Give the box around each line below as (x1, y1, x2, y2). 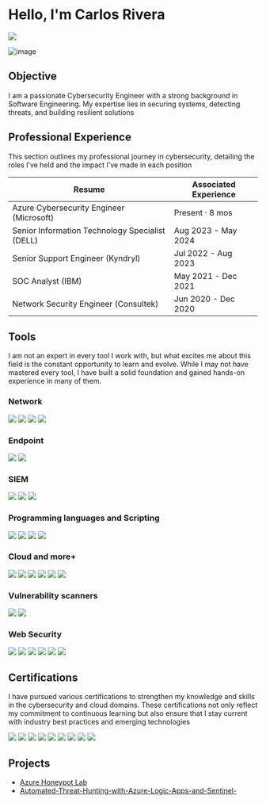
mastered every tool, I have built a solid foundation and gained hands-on (8, 368, 245, 377)
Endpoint (8, 434, 44, 445)
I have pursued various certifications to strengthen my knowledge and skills (8, 692, 255, 702)
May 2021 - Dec (173, 270, 237, 281)
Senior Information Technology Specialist (12, 224, 165, 235)
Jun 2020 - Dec (173, 293, 235, 304)
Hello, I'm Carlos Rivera (8, 6, 165, 24)
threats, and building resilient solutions (8, 107, 135, 117)
